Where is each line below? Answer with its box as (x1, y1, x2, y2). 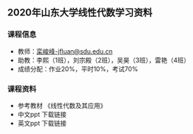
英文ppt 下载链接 (17, 118, 67, 127)
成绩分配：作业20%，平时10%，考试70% (17, 64, 139, 73)
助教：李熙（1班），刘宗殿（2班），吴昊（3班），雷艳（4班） (17, 56, 190, 64)
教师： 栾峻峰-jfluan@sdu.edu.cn (17, 47, 113, 55)
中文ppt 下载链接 (17, 110, 67, 118)
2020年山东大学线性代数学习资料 (7, 6, 153, 19)
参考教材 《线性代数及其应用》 (17, 101, 107, 109)
